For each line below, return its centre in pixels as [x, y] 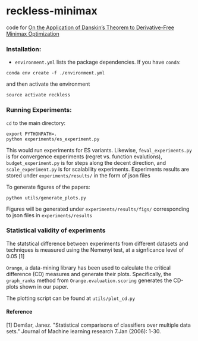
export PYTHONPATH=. [32, 134]
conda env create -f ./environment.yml [56, 73]
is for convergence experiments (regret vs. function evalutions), [84, 157]
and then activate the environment [48, 84]
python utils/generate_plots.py [46, 198]
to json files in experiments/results [49, 215]
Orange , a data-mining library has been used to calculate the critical [89, 268]
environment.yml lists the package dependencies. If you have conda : [98, 62]
